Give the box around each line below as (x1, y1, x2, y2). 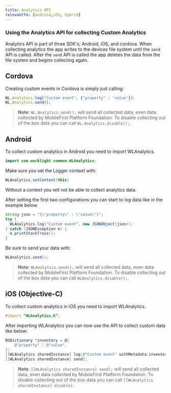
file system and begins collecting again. (5, 57, 89, 63)
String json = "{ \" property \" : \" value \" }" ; (5, 212, 103, 217)
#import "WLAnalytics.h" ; (5, 313, 60, 318)
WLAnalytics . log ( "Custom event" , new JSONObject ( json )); (10, 221, 133, 226)
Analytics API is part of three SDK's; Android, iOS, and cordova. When (5, 40, 152, 47)
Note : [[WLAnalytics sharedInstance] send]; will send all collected (17, 366, 159, 372)
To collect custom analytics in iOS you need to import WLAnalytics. (5, 303, 146, 309)
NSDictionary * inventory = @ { (5, 338, 70, 343)
